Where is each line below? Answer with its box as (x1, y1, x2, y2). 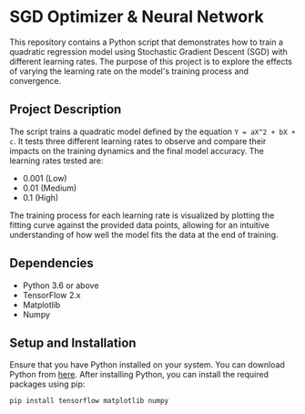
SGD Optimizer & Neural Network (9, 6, 264, 27)
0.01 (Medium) (22, 182, 77, 193)
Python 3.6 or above (22, 280, 99, 291)
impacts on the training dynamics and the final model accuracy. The (9, 145, 264, 156)
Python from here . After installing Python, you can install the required (9, 369, 269, 380)
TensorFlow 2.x (22, 289, 81, 300)
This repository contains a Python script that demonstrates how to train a (9, 36, 284, 47)
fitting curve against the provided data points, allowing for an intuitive (9, 219, 270, 230)
